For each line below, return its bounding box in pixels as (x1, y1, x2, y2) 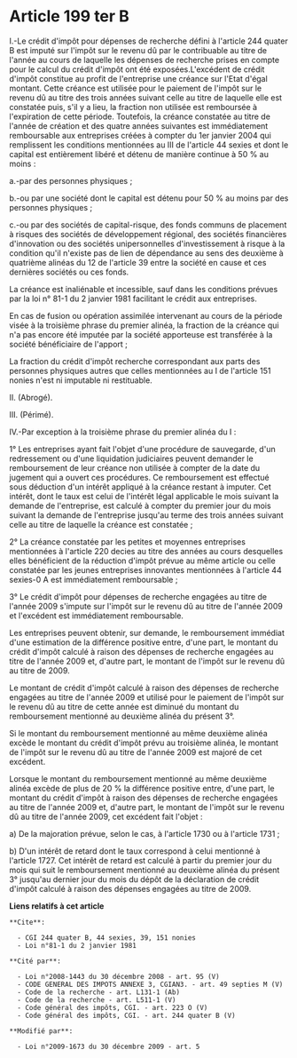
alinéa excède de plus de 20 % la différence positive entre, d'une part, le (9, 783, 275, 793)
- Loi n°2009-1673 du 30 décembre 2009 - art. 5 (17, 1042, 200, 1051)
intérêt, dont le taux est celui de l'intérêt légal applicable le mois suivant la (9, 490, 279, 501)
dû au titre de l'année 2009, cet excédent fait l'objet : (9, 811, 203, 822)
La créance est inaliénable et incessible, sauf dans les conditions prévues (9, 283, 278, 294)
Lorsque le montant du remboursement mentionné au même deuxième (9, 773, 268, 784)
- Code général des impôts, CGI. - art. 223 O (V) (17, 1003, 208, 1012)
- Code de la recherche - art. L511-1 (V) (17, 995, 176, 1005)
